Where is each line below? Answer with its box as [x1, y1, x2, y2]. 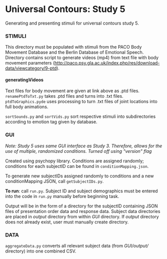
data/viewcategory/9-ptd [5, 65, 57, 71]
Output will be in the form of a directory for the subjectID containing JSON [5, 203, 158, 209]
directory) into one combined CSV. [5, 248, 76, 254]
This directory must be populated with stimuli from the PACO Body [5, 44, 142, 50]
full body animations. [5, 104, 48, 110]
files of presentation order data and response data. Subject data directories [5, 208, 160, 214]
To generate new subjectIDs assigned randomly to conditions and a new [5, 173, 154, 179]
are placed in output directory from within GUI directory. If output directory [5, 213, 159, 219]
